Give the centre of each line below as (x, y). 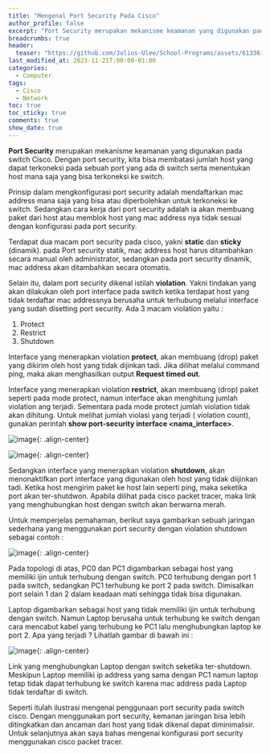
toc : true (25, 105)
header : (21, 46)
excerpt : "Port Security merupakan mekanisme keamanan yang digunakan (129, 31)
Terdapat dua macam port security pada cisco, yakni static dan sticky (125, 241)
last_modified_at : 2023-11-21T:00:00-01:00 (82, 61)
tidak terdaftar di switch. (49, 691)
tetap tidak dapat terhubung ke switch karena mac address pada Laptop (128, 683)
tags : (17, 83)
